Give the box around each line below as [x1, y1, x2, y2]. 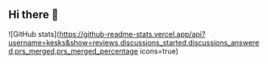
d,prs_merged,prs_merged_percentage [8, 46, 139, 56]
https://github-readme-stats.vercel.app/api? [59, 29, 206, 38]
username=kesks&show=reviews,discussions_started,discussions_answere [8, 38, 260, 47]
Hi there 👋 [8, 8, 59, 22]
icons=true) [140, 46, 179, 56]
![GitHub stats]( [8, 29, 60, 38]
